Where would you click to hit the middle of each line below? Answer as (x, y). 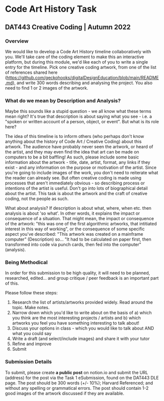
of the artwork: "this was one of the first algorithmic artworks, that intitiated (81, 224)
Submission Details (29, 362)
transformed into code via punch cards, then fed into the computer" (73, 245)
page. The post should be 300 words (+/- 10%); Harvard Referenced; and (79, 383)
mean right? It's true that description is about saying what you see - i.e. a (79, 116)
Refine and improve (32, 344)
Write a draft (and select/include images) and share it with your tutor (81, 339)
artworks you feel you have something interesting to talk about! (76, 323)
